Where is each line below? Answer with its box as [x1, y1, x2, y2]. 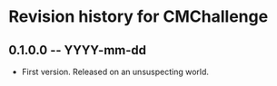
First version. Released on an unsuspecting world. [21, 66, 210, 77]
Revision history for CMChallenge [8, 6, 269, 27]
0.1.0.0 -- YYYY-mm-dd [8, 43, 147, 58]
